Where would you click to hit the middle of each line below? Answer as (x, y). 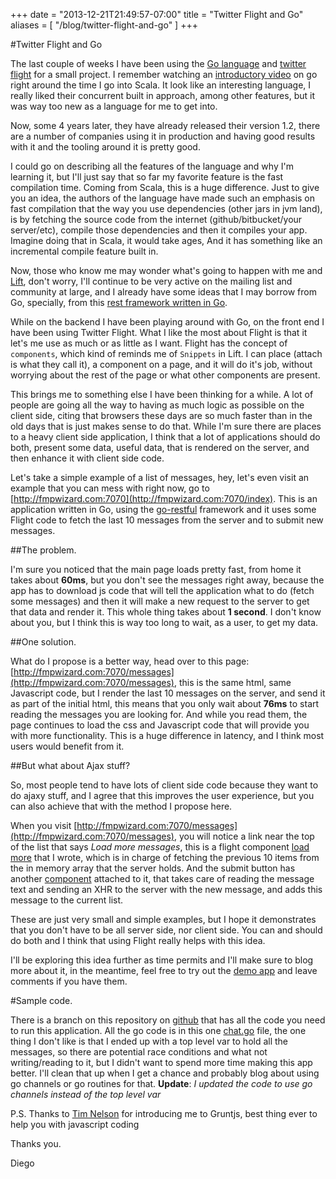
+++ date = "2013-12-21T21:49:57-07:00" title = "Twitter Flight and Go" (157, 14)
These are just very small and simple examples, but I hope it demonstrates (163, 919)
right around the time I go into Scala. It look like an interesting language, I (161, 85)
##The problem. (43, 550)
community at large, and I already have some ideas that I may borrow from (163, 292)
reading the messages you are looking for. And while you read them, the (159, 714)
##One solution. (43, 642)
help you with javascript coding (75, 1124)
